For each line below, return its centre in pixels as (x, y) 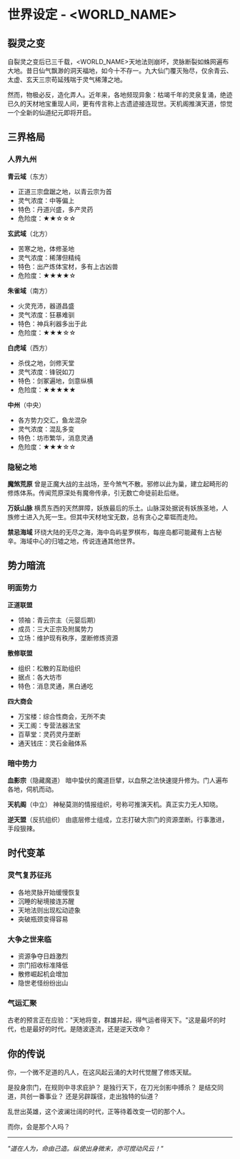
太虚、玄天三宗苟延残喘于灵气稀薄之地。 (67, 80)
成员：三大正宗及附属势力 (55, 628)
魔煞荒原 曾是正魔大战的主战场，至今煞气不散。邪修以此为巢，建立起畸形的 (118, 483)
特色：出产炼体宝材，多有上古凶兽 (68, 266)
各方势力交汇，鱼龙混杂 (52, 420)
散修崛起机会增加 (43, 974)
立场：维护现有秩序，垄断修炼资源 (68, 638)
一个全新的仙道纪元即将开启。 (51, 112)
